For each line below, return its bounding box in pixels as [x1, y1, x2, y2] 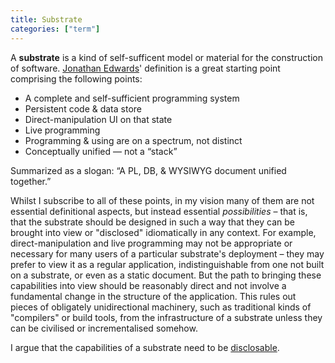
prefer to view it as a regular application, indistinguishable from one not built [10, 258, 325, 270]
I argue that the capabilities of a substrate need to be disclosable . [10, 341, 280, 353]
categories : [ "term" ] [10, 24, 101, 34]
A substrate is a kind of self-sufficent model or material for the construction [10, 51, 323, 63]
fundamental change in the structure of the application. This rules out [10, 290, 297, 302]
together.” [10, 175, 52, 187]
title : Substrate [10, 14, 83, 25]
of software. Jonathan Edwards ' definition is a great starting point [10, 62, 281, 74]
